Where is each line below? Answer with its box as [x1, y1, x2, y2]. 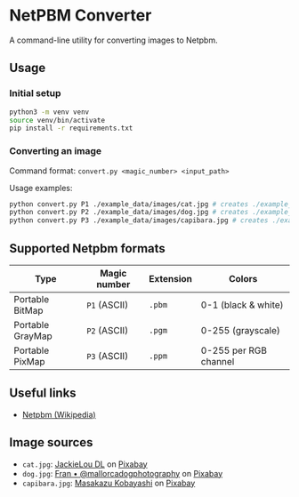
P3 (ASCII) [85, 349, 129, 362]
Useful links [9, 386, 77, 401]
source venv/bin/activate [9, 116, 105, 124]
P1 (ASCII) [85, 299, 129, 311]
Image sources [9, 435, 93, 450]
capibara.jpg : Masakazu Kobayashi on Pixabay [21, 477, 196, 488]
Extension [149, 272, 193, 285]
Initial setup [9, 87, 61, 100]
